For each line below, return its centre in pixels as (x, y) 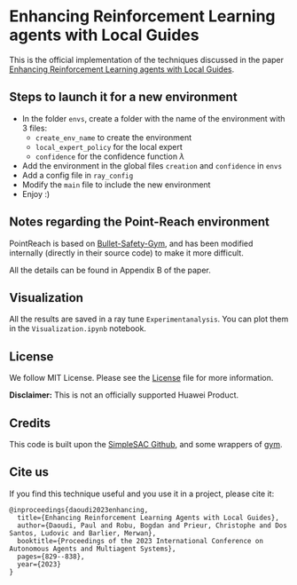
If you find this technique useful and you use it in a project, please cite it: (142, 494)
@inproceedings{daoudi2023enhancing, (79, 510)
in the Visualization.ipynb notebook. (78, 328)
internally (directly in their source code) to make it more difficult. (126, 253)
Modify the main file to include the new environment (116, 185)
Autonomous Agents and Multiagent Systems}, (93, 549)
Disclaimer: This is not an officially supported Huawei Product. (124, 395)
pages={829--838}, (51, 557)
